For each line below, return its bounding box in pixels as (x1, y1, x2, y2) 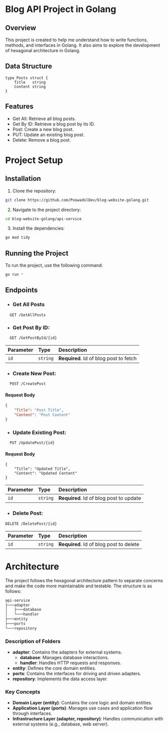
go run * (5, 272, 24, 277)
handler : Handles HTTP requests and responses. (20, 660, 121, 666)
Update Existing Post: (12, 429, 67, 436)
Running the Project (5, 249, 69, 257)
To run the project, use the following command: (5, 262, 103, 268)
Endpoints (5, 286, 38, 294)
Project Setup (5, 154, 64, 166)
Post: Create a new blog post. (12, 126, 74, 132)
